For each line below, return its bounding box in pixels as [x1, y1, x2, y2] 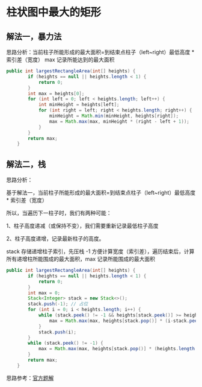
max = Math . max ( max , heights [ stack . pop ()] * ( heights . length [38, 346, 195, 352]
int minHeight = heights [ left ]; [38, 102, 120, 108]
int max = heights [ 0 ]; [28, 90, 85, 96]
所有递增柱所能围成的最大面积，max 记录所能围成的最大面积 [6, 256, 155, 263]
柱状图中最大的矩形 [6, 5, 102, 19]
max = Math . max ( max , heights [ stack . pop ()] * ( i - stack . [49, 318, 190, 324]
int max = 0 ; [28, 290, 61, 296]
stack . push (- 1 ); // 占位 [28, 301, 88, 307]
